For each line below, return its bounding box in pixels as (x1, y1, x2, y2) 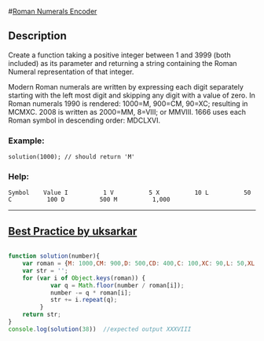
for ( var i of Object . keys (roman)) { (22, 274, 146, 282)
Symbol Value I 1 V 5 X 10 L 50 (8, 189, 251, 197)
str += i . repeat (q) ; (49, 296, 118, 304)
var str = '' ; (22, 266, 68, 274)
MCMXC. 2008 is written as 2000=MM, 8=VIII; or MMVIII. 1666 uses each (8, 107, 246, 116)
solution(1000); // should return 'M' (8, 153, 135, 161)
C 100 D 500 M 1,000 (8, 196, 170, 203)
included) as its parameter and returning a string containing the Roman (8, 58, 237, 68)
